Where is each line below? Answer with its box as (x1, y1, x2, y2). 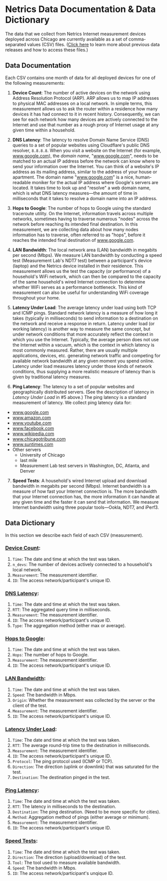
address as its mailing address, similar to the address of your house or (12, 169, 157, 175)
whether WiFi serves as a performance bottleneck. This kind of (12, 284, 142, 290)
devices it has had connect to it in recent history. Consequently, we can (12, 111, 160, 117)
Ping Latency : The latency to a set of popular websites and (12, 383, 134, 389)
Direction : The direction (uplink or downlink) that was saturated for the (12, 764, 159, 770)
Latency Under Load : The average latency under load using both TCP (12, 305, 156, 311)
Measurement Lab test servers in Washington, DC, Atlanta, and (19, 463, 150, 469)
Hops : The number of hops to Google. (12, 652, 89, 658)
